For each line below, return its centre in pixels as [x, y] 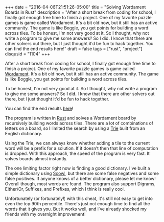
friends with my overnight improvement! [45, 214]
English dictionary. [24, 134]
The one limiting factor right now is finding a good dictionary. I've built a [78, 168]
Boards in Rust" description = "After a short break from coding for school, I [80, 12]
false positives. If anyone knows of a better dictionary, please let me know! [80, 179]
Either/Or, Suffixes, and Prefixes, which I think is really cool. [65, 189]
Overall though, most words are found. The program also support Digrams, [80, 184]
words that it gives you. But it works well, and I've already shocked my [76, 209]
